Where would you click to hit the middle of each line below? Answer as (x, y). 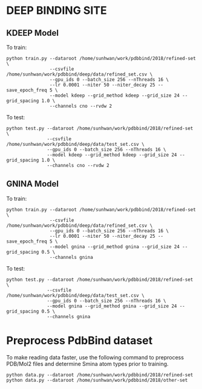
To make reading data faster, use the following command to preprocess (95, 357)
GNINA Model (33, 184)
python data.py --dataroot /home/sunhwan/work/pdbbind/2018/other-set (97, 380)
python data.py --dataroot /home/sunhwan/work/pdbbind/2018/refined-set (100, 375)
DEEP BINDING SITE (57, 11)
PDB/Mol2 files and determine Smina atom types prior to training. (87, 364)
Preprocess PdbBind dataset (80, 341)
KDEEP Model (33, 33)
